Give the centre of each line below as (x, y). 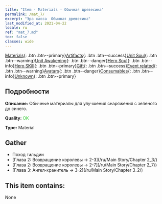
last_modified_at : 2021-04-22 (36, 23)
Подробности (27, 92)
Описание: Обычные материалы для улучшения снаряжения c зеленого (81, 103)
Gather (16, 143)
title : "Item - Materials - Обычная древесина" (55, 10)
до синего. (16, 109)
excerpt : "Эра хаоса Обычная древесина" (48, 19)
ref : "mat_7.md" (22, 32)
